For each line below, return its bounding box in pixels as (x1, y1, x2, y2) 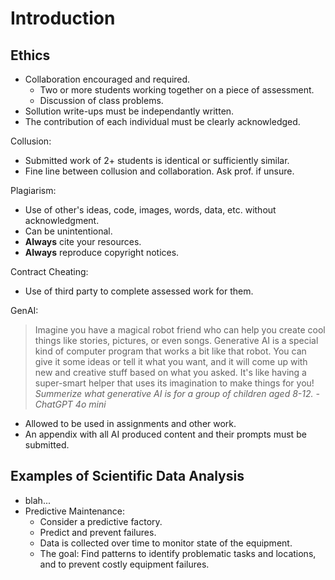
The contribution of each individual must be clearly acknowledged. (24, 116, 301, 127)
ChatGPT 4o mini (34, 398, 107, 410)
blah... (24, 494, 51, 506)
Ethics (10, 47, 51, 64)
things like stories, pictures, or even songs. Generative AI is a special (34, 335, 319, 346)
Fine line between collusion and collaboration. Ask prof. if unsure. (24, 165, 295, 177)
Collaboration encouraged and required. (24, 73, 191, 85)
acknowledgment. (24, 215, 100, 226)
